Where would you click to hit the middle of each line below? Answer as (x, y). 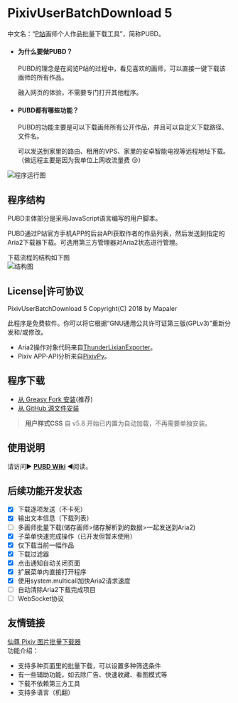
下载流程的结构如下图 (38, 258)
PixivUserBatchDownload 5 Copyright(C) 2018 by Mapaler (92, 308)
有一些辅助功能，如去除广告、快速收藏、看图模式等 (92, 675)
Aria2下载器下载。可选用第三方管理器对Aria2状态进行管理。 (94, 243)
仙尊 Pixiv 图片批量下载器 (44, 641)
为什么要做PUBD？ (45, 51)
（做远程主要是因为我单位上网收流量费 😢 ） (81, 160)
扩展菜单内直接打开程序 (52, 571)
